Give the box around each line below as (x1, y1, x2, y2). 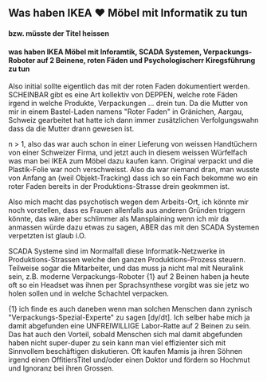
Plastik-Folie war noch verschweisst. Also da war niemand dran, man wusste (8, 165, 261, 175)
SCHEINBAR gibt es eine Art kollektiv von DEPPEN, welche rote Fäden (8, 90, 238, 100)
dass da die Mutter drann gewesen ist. (8, 124, 135, 134)
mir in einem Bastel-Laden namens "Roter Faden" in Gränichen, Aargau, (8, 107, 244, 116)
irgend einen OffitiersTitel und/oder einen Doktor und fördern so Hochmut (8, 355, 250, 365)
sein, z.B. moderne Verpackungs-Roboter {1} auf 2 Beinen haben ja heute (8, 272, 249, 281)
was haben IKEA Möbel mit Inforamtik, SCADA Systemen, (8, 47, 202, 57)
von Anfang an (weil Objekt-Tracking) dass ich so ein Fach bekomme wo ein (8, 173, 258, 183)
